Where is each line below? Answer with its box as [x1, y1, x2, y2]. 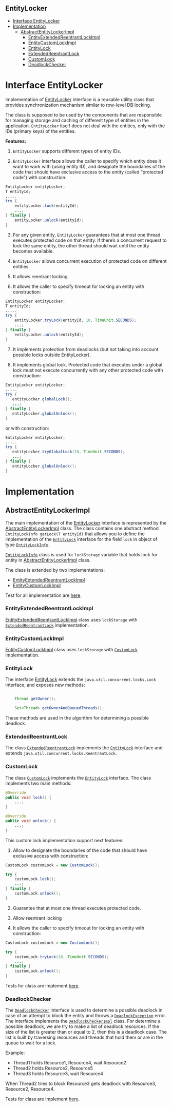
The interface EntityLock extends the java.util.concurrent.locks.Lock [5, 676, 156, 683]
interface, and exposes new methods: [5, 682, 85, 688]
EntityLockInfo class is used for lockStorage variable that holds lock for [5, 551, 158, 557]
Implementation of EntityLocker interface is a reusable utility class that [5, 96, 154, 102]
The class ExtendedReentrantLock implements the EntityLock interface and [5, 745, 163, 751]
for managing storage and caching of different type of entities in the [5, 117, 149, 123]
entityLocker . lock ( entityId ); [14, 203, 80, 208]
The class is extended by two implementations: [5, 567, 105, 573]
